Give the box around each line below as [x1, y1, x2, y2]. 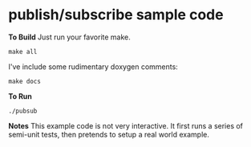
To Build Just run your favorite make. [8, 32, 131, 42]
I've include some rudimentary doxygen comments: [8, 62, 178, 71]
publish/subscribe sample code [8, 6, 224, 24]
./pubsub [8, 107, 38, 115]
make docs [8, 77, 42, 85]
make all [8, 47, 38, 55]
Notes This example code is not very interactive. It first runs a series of [8, 120, 243, 130]
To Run [8, 91, 32, 101]
